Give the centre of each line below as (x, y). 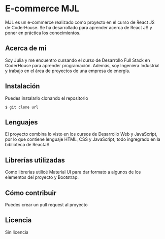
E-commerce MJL (42, 9)
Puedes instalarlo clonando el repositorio (47, 98)
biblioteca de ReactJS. (28, 145)
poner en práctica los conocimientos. (43, 33)
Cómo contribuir (31, 193)
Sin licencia (17, 232)
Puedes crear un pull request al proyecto (46, 205)
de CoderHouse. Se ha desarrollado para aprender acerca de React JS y (79, 27)
